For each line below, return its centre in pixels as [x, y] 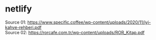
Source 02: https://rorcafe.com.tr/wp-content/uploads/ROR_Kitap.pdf [75, 32]
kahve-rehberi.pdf [23, 27]
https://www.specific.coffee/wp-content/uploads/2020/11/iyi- [89, 22]
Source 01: [16, 22]
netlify [19, 9]
